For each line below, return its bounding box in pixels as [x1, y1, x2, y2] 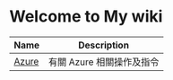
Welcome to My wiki [9, 6, 163, 27]
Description [77, 39, 130, 51]
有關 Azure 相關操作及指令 [48, 56, 160, 68]
